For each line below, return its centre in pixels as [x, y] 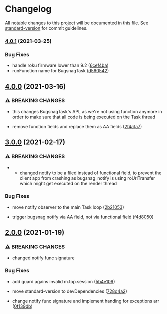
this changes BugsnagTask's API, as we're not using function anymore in [87, 111]
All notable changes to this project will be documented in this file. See [77, 23]
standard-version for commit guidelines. [46, 28]
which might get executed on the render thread [68, 183]
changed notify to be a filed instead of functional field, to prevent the [90, 173]
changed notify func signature [43, 258]
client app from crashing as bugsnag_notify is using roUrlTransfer [87, 178]
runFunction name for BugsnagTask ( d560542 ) [61, 71]
